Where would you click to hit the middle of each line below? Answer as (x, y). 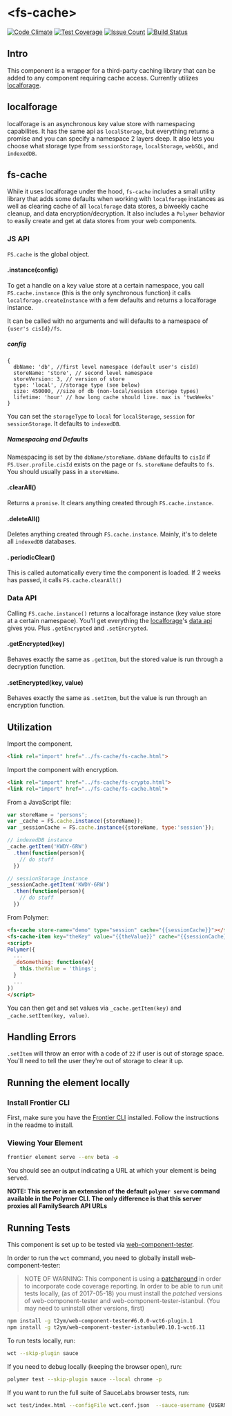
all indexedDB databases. (42, 541)
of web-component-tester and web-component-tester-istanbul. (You (122, 1301)
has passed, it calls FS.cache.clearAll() (65, 580)
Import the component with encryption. (63, 769)
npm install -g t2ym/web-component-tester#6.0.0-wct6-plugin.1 (100, 1321)
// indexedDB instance (40, 840)
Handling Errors (42, 1037)
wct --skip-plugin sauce (43, 1353)
